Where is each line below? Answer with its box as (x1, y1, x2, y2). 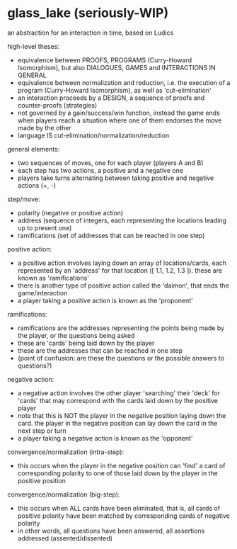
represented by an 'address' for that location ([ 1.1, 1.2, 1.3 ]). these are (17, 266, 223, 274)
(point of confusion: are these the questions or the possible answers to (17, 353, 225, 362)
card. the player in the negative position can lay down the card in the (17, 419, 218, 427)
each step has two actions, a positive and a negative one (17, 166, 184, 174)
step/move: (7, 195, 40, 203)
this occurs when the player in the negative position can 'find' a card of (17, 461, 226, 470)
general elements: (7, 145, 60, 153)
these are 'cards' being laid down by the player (17, 339, 155, 347)
